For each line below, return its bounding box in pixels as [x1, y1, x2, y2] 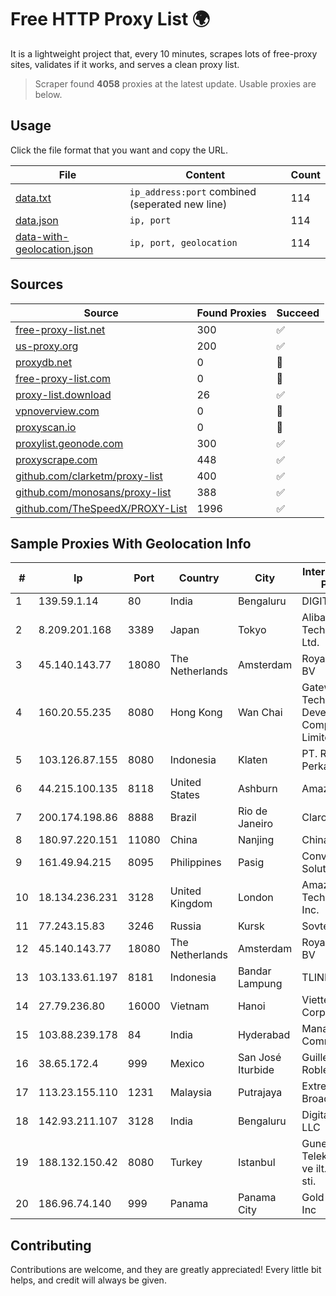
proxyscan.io [15, 420, 77, 434]
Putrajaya [237, 1086, 283, 1100]
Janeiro [237, 817, 273, 831]
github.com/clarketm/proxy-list [15, 469, 163, 483]
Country [178, 571, 220, 585]
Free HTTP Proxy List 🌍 [10, 8, 211, 31]
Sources [10, 276, 64, 293]
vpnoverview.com [15, 404, 100, 418]
